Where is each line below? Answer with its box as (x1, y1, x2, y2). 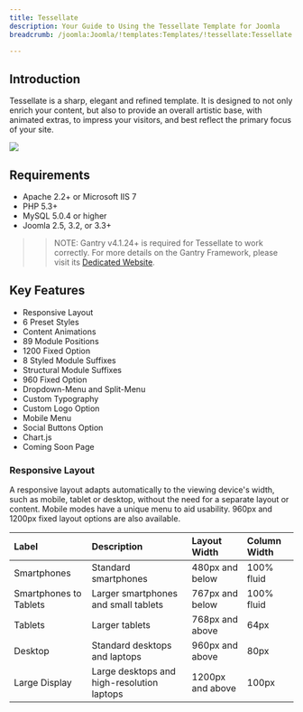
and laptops (91, 651, 142, 663)
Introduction (9, 71, 81, 87)
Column (246, 535, 282, 548)
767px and (191, 587, 239, 600)
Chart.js (22, 431, 52, 443)
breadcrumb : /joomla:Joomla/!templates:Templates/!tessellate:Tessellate (9, 30, 293, 39)
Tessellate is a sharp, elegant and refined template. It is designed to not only (9, 96, 293, 107)
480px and (191, 561, 239, 574)
